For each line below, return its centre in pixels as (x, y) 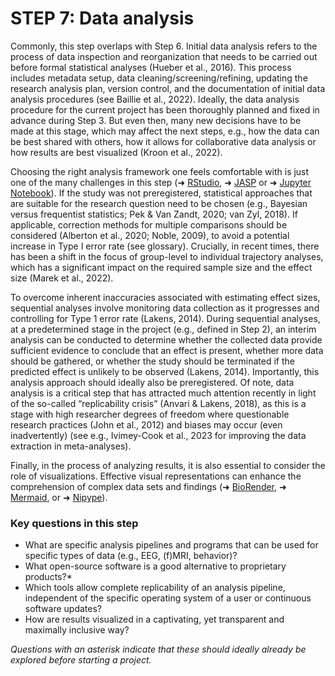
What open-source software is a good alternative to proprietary (155, 566)
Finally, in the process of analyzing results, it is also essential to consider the (168, 465)
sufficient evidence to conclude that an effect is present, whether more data (167, 350)
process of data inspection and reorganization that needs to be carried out (164, 56)
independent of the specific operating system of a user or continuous (168, 598)
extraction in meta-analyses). (71, 446)
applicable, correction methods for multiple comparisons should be (149, 224)
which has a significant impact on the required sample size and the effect (161, 267)
